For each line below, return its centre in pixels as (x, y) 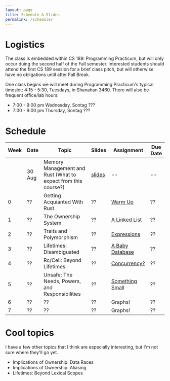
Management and (65, 168)
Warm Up (122, 202)
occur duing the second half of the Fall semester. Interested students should (85, 64)
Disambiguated (62, 252)
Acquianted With (63, 202)
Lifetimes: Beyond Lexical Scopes (48, 373)
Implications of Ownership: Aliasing (50, 368)
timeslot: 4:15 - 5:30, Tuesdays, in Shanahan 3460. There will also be (77, 90)
